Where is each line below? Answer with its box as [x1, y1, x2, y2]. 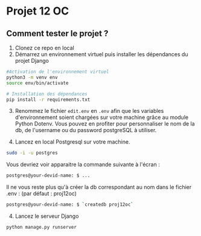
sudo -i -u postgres [6, 150, 59, 156]
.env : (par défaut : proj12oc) [6, 190, 77, 197]
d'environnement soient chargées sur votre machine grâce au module [14, 113, 189, 121]
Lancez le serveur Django [14, 212, 79, 220]
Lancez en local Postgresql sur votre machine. [14, 138, 130, 145]
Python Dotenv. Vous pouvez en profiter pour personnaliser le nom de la [14, 120, 195, 127]
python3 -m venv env [6, 74, 59, 80]
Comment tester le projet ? [6, 28, 109, 39]
